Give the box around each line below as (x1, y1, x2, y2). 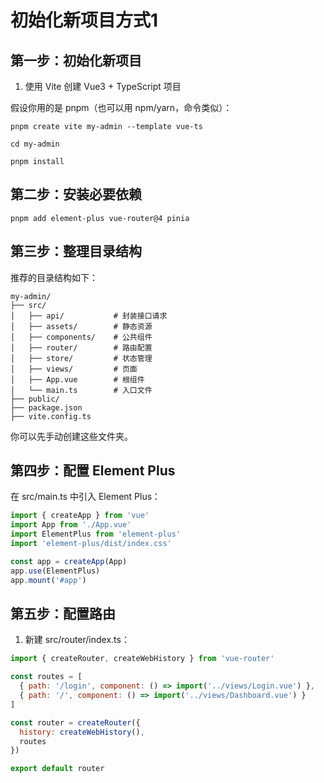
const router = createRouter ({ (10, 717, 141, 728)
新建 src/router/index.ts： (24, 634, 130, 646)
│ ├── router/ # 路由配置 (10, 342, 153, 353)
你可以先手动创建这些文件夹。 (10, 430, 133, 442)
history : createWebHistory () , (19, 727, 145, 737)
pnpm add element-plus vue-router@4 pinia (10, 213, 190, 223)
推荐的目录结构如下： (10, 271, 98, 283)
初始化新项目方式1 (10, 9, 159, 32)
